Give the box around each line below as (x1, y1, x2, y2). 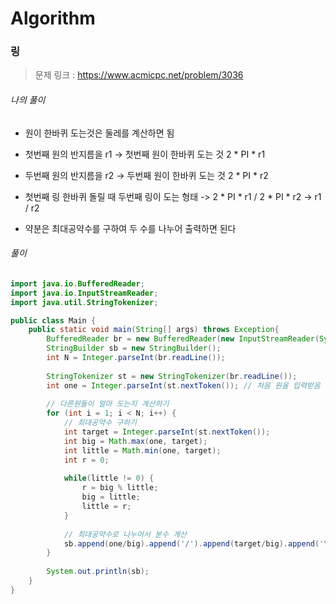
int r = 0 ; (63, 455, 110, 465)
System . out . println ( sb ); (46, 567, 150, 577)
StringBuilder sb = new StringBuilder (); (46, 343, 222, 354)
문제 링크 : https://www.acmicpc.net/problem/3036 (34, 69, 244, 81)
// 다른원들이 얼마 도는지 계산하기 (46, 399, 170, 409)
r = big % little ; (81, 483, 159, 493)
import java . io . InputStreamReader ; (10, 288, 159, 298)
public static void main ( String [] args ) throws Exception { (28, 325, 280, 335)
